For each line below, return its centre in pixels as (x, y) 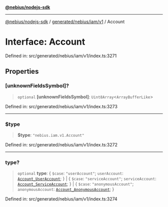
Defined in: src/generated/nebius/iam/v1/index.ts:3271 (61, 56)
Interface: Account (45, 42)
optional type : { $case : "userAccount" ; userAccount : (70, 173)
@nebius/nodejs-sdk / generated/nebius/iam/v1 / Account (65, 22)
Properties (22, 71)
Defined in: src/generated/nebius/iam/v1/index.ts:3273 (61, 106)
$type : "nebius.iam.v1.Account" (51, 135)
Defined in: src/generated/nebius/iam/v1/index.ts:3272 (61, 144)
